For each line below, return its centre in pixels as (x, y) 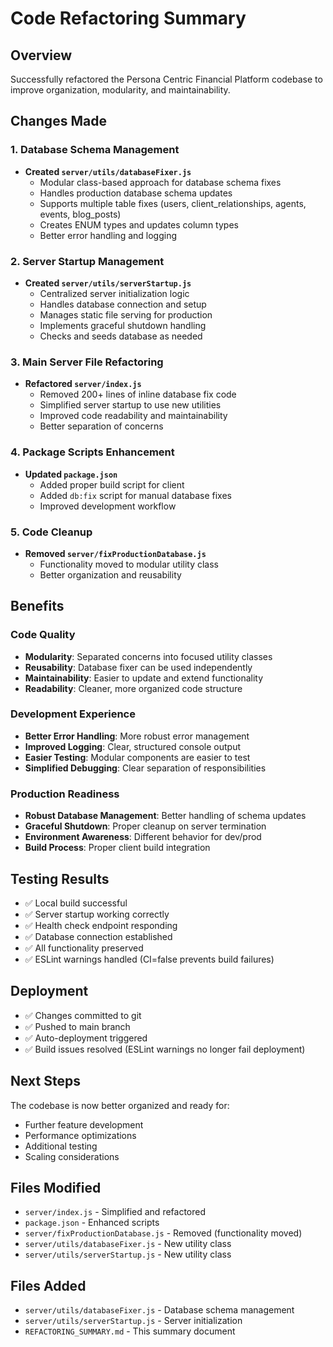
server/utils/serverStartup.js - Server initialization (133, 1321)
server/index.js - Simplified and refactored (115, 1212)
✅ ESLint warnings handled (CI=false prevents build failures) (149, 959)
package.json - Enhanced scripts (92, 1223)
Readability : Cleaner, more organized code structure (133, 688)
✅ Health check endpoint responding (101, 925)
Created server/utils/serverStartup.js (108, 283)
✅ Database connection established (98, 936)
